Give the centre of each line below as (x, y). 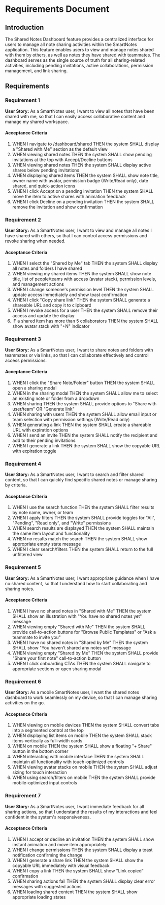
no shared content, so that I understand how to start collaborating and (76, 583)
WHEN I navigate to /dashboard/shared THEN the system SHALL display (85, 144)
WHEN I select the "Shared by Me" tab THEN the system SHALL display (85, 263)
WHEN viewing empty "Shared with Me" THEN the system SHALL (79, 627)
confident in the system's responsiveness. (48, 817)
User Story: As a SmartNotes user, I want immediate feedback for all (75, 806)
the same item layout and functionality (51, 534)
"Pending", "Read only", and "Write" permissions (62, 523)
